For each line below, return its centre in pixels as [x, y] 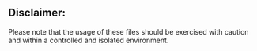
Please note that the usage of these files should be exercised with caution [128, 31]
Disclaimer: [37, 13]
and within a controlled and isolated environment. [89, 40]
